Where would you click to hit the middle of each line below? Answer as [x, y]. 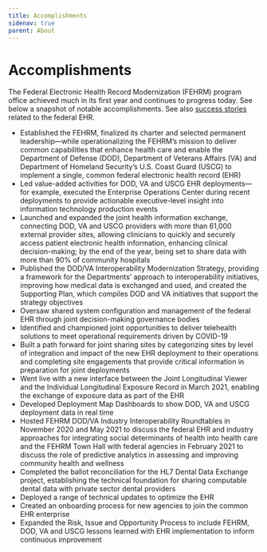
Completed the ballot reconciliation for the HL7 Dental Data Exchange [134, 472]
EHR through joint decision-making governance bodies [110, 319]
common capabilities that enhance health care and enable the [121, 150]
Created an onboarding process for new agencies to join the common [134, 506]
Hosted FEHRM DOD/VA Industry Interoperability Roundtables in [125, 421]
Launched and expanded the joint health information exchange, [124, 218]
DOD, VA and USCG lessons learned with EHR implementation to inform [137, 531]
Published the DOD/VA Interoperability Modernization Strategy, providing [139, 269]
